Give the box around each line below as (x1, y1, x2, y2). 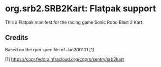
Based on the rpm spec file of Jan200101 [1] (5, 46, 95, 52)
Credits (5, 33, 29, 42)
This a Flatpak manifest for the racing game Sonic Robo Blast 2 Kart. (5, 19, 144, 25)
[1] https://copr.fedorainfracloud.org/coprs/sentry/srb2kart (5, 56, 124, 62)
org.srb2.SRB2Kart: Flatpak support (5, 3, 156, 14)
